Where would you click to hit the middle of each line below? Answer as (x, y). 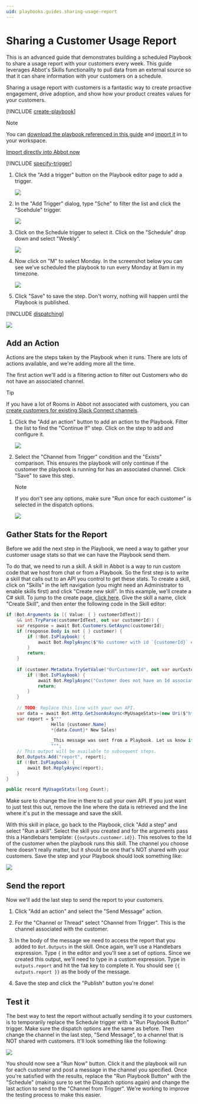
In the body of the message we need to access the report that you (95, 941)
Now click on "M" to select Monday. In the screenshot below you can (98, 261)
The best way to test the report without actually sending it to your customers (99, 1016)
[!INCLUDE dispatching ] (35, 314)
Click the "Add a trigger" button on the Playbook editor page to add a (98, 175)
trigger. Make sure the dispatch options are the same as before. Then (90, 1028)
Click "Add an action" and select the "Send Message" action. (89, 911)
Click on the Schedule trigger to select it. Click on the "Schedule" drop (100, 232)
